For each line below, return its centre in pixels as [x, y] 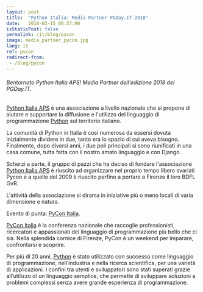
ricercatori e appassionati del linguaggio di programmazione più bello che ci [101, 232]
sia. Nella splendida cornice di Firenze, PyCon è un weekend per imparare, [100, 238]
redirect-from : [26, 57]
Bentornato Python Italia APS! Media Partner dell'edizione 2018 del [91, 82]
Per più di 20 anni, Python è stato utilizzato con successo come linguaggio [100, 256]
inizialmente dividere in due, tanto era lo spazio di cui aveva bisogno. [93, 139]
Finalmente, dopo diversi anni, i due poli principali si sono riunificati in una [99, 145]
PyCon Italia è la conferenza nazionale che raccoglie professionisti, [91, 225]
